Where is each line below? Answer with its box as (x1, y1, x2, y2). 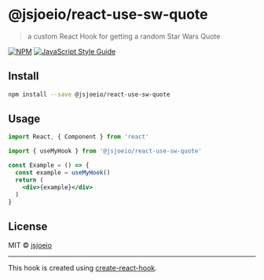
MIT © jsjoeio (8, 241, 53, 250)
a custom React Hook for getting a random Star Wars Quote (27, 31, 221, 41)
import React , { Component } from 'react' (8, 133, 149, 141)
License (8, 219, 48, 233)
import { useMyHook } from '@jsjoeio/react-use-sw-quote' (8, 147, 202, 155)
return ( (15, 175, 44, 184)
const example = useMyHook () (15, 169, 111, 177)
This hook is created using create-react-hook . (8, 263, 157, 273)
